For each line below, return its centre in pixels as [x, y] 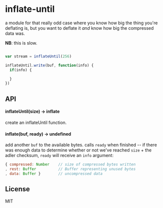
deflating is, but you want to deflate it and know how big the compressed [80, 28]
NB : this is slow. [21, 43]
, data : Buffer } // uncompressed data [54, 174]
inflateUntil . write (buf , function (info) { [49, 65]
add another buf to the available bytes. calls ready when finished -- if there [81, 145]
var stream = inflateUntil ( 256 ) [38, 56]
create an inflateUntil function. [36, 122]
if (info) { [21, 70]
